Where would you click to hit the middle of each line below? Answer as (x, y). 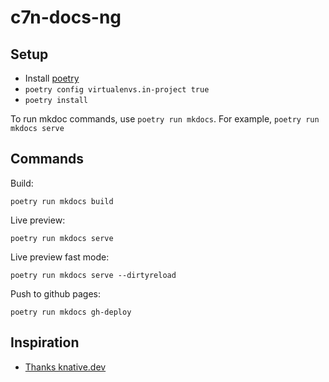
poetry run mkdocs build (62, 201)
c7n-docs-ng (66, 17)
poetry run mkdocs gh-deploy (71, 312)
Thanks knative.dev (65, 367)
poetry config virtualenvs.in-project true (117, 90)
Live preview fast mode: (60, 257)
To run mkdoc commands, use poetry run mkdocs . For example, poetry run (165, 119)
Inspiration (45, 342)
